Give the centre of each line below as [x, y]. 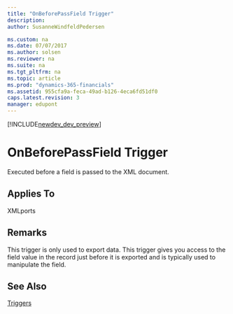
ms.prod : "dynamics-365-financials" [61, 85]
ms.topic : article [34, 78]
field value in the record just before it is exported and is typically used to [111, 257]
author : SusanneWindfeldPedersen [56, 27]
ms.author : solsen [34, 52]
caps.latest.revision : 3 [43, 98]
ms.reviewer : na [31, 59]
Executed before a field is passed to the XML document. [88, 171]
